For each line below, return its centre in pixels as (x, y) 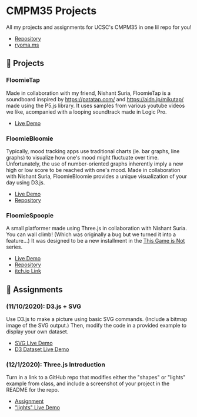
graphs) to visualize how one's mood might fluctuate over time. (83, 157)
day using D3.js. (26, 182)
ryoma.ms (27, 45)
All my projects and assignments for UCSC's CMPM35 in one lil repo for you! (99, 27)
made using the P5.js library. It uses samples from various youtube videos (96, 105)
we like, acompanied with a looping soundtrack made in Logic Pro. (86, 112)
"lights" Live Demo (37, 408)
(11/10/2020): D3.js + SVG (44, 306)
